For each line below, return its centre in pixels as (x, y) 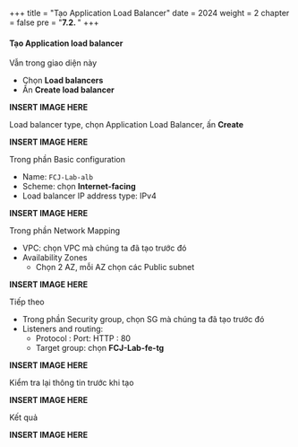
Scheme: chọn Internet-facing (79, 187)
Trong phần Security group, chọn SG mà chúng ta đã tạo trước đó (143, 320)
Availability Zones (55, 258)
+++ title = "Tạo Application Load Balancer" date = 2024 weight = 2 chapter (149, 13)
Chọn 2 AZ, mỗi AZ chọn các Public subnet (115, 267)
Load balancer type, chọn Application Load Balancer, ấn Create (127, 125)
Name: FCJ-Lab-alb (58, 177)
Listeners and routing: (63, 329)
